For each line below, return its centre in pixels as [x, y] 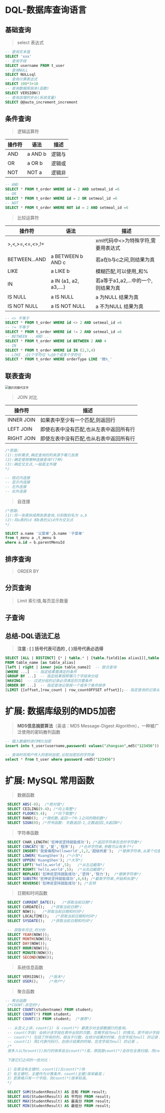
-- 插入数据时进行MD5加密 [28, 741]
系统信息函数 [30, 967]
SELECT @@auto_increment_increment [41, 102]
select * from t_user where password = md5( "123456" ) [60, 759]
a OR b [35, 163]
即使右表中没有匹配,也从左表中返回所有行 [88, 429]
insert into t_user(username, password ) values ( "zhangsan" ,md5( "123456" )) [82, 746]
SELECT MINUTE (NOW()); [30, 953]
